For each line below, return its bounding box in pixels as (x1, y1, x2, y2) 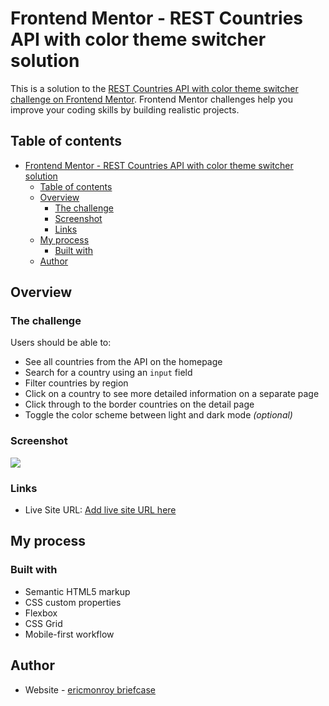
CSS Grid (24, 617, 63, 629)
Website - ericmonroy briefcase (24, 683, 157, 696)
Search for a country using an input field (24, 367, 193, 379)
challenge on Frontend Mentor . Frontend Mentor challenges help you (10, 93, 293, 105)
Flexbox (24, 607, 58, 619)
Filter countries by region (24, 377, 129, 389)
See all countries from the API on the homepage (24, 356, 223, 368)
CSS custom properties (24, 596, 122, 608)
